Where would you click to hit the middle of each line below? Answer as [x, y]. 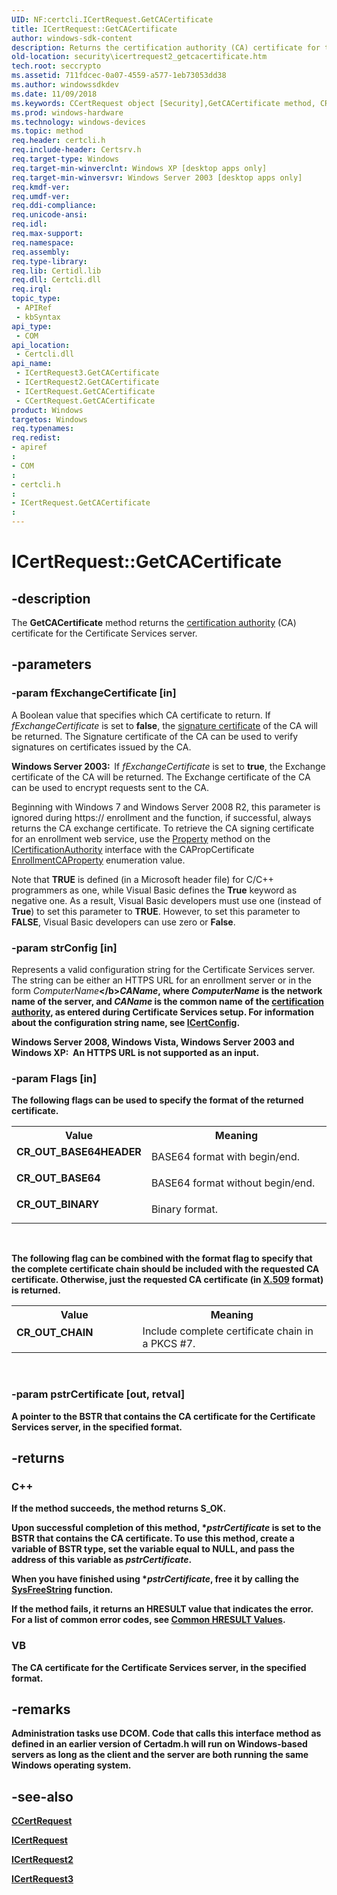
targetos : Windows [49, 419]
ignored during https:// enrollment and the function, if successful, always [161, 817]
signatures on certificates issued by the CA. [101, 747]
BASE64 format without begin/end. [233, 1183]
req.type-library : [49, 261]
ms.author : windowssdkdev [65, 85]
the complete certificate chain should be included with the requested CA [165, 1269]
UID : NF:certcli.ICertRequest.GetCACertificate [112, 19]
